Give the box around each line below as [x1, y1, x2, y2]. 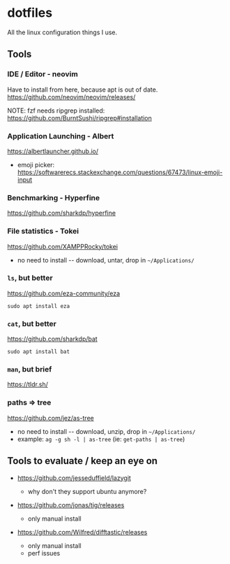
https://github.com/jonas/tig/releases [17, 500, 125, 509]
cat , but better [7, 318, 57, 328]
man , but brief [7, 365, 52, 374]
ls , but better [7, 273, 54, 283]
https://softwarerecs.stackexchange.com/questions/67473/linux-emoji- [17, 168, 223, 176]
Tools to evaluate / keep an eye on [7, 455, 158, 467]
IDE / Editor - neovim [7, 69, 78, 79]
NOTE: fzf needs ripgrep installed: [7, 106, 105, 115]
